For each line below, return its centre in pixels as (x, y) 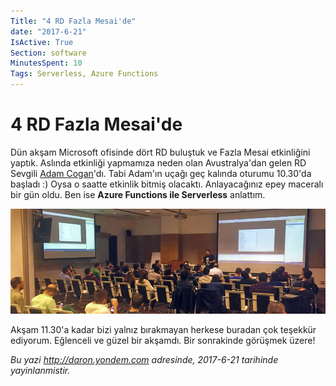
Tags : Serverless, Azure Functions (84, 74)
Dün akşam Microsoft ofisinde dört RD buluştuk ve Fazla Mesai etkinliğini (160, 152)
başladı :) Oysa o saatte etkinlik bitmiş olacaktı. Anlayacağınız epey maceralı (167, 184)
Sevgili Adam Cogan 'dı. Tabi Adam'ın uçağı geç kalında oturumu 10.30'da (161, 173)
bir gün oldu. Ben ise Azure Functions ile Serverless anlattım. (138, 194)
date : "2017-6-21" (48, 31)
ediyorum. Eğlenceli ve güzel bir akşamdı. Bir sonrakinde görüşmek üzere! (163, 341)
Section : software (48, 53)
